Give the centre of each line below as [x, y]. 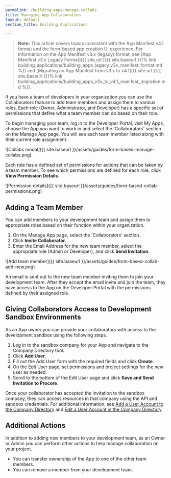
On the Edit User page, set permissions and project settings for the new [88, 367]
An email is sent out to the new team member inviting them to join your [80, 277]
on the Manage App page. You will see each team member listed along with [85, 134]
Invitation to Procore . [35, 383]
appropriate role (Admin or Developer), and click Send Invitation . [81, 251]
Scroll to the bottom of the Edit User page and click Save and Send [83, 377]
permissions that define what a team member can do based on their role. [82, 113]
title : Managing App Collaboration [43, 15]
